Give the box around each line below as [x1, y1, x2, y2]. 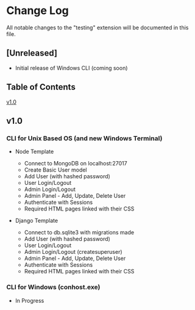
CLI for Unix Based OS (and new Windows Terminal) [6, 134, 163, 142]
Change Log [6, 4, 69, 18]
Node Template [15, 148, 54, 156]
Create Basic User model [24, 166, 87, 174]
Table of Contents [6, 82, 76, 92]
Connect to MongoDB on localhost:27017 [24, 160, 127, 167]
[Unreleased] [6, 48, 58, 59]
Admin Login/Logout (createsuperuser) [24, 248, 123, 256]
